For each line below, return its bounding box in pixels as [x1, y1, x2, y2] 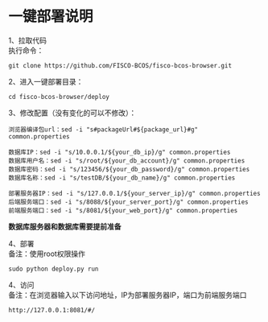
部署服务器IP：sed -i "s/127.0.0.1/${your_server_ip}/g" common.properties [8, 189, 261, 197]
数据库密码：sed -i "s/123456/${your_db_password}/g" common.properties [8, 165, 250, 173]
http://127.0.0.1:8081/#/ [8, 306, 95, 314]
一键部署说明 [8, 7, 94, 26]
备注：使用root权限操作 [8, 249, 86, 258]
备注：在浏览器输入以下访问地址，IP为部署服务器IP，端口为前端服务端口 [8, 290, 247, 299]
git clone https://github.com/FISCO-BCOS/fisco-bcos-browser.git [8, 61, 232, 69]
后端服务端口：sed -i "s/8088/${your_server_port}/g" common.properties [8, 198, 249, 206]
